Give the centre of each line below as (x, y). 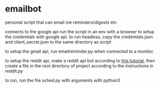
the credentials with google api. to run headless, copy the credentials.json (79, 37)
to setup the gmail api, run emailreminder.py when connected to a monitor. (80, 51)
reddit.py (14, 71)
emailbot (23, 9)
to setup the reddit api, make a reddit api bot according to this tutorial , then (80, 60)
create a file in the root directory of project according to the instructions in (79, 66)
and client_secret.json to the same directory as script (58, 42)
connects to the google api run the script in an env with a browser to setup (80, 31)
